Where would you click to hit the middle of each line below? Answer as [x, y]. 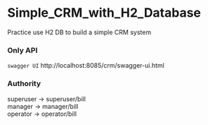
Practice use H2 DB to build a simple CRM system [79, 32]
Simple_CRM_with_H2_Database [104, 13]
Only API [22, 50]
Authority [24, 84]
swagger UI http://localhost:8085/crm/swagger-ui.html [86, 66]
